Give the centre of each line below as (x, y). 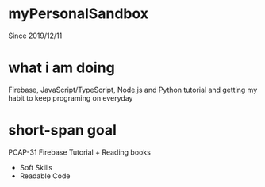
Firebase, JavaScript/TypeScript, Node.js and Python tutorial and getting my (133, 90)
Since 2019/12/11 (35, 36)
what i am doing (61, 68)
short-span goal (63, 130)
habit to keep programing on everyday (71, 98)
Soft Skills (36, 167)
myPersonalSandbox (79, 14)
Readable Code (45, 176)
